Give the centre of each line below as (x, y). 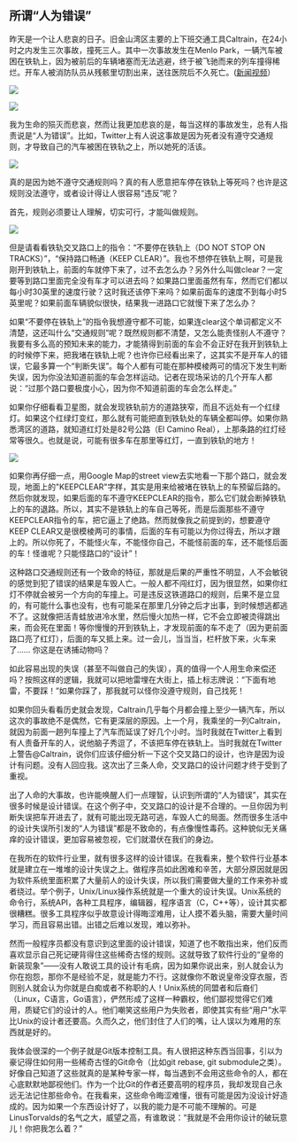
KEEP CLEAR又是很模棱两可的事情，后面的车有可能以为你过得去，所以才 (141, 531)
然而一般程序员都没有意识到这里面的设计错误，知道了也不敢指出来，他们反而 (148, 943)
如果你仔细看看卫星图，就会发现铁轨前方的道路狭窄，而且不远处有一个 (137, 407)
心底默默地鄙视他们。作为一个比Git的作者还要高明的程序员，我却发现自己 (142, 1083)
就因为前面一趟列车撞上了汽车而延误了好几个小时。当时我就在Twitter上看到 (146, 731)
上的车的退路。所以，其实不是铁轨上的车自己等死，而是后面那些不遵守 (137, 509)
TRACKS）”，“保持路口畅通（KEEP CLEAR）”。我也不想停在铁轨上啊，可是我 (146, 258)
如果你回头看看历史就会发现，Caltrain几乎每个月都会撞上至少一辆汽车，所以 (147, 709)
